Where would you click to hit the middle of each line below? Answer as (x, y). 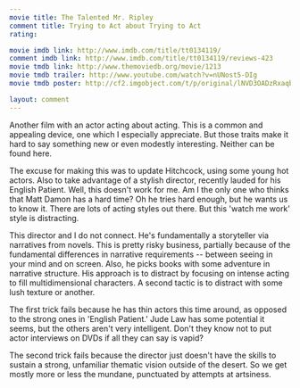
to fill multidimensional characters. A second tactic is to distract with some (146, 283)
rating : (24, 34)
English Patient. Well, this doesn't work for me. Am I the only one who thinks (149, 189)
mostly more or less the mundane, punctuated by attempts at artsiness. (141, 374)
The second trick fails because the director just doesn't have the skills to (143, 355)
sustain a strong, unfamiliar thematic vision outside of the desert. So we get (148, 364)
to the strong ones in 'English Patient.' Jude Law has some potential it (137, 318)
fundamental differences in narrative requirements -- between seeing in (141, 254)
